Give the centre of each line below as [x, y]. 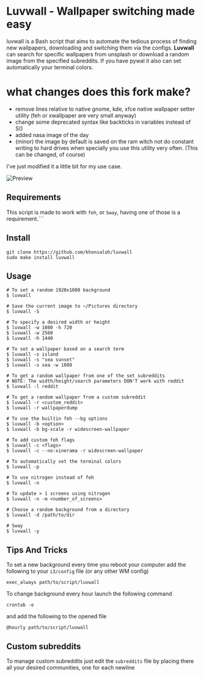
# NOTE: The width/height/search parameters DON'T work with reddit [95, 381]
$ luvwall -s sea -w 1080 [39, 365]
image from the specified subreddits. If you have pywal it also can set [94, 61]
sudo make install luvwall [41, 257]
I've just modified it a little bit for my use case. [64, 166]
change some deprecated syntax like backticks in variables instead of [103, 122]
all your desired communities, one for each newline [71, 667]
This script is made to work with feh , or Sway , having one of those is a [93, 212]
